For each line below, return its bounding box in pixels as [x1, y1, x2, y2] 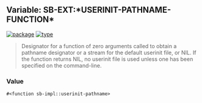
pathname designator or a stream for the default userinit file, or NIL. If [21, 49, 197, 56]
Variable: [6, 5, 41, 15]
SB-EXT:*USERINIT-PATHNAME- [43, 5, 171, 15]
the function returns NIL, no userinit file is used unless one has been [21, 55, 193, 63]
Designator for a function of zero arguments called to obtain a [21, 42, 177, 49]
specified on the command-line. [21, 62, 102, 69]
